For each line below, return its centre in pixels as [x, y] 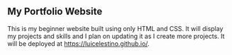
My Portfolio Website [55, 12]
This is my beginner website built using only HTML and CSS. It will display [115, 28]
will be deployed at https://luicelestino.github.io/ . [79, 43]
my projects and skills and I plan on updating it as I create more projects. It [116, 36]
